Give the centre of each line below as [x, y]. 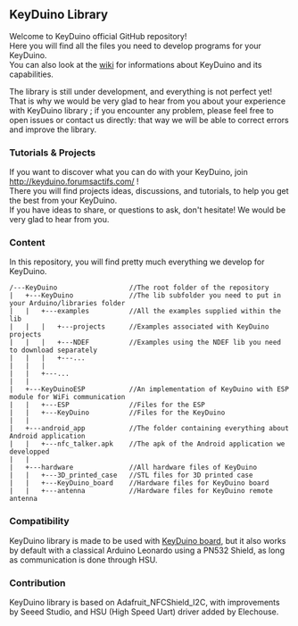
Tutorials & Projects [53, 153]
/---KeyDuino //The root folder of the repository [139, 288]
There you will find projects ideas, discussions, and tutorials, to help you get [149, 191]
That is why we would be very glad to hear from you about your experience [148, 101]
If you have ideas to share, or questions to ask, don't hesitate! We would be [148, 210]
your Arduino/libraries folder [67, 304]
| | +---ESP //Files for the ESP [107, 405]
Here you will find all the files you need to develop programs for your [135, 46]
